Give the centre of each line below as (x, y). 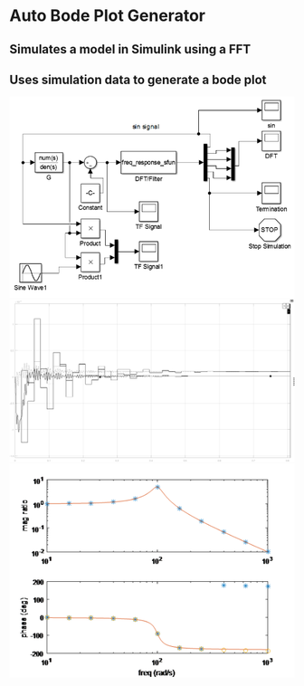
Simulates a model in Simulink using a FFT (130, 49)
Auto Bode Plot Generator (108, 16)
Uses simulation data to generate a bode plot (138, 79)
